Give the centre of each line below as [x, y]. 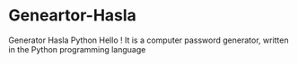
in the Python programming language [77, 49]
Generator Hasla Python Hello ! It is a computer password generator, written [149, 40]
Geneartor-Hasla [72, 16]
